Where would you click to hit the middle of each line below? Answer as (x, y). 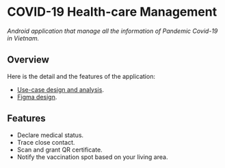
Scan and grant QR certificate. (59, 149)
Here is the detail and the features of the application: (81, 76)
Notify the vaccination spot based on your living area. (92, 157)
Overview (28, 60)
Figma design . (37, 97)
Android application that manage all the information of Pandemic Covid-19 (112, 31)
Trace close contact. (46, 142)
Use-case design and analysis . (61, 89)
